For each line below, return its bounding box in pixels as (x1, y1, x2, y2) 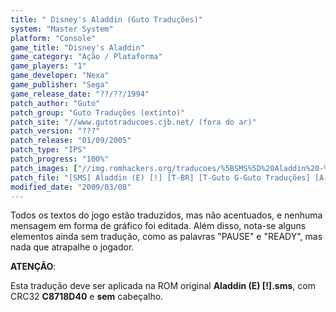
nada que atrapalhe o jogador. (10, 241, 135, 253)
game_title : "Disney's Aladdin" (10, 42, 145, 53)
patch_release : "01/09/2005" (10, 136, 132, 146)
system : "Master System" (10, 24, 114, 34)
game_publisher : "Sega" (10, 80, 110, 90)
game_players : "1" (10, 61, 87, 71)
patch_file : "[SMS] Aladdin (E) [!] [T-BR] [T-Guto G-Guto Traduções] (10, 172, 311, 183)
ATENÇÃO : (10, 261, 57, 273)
